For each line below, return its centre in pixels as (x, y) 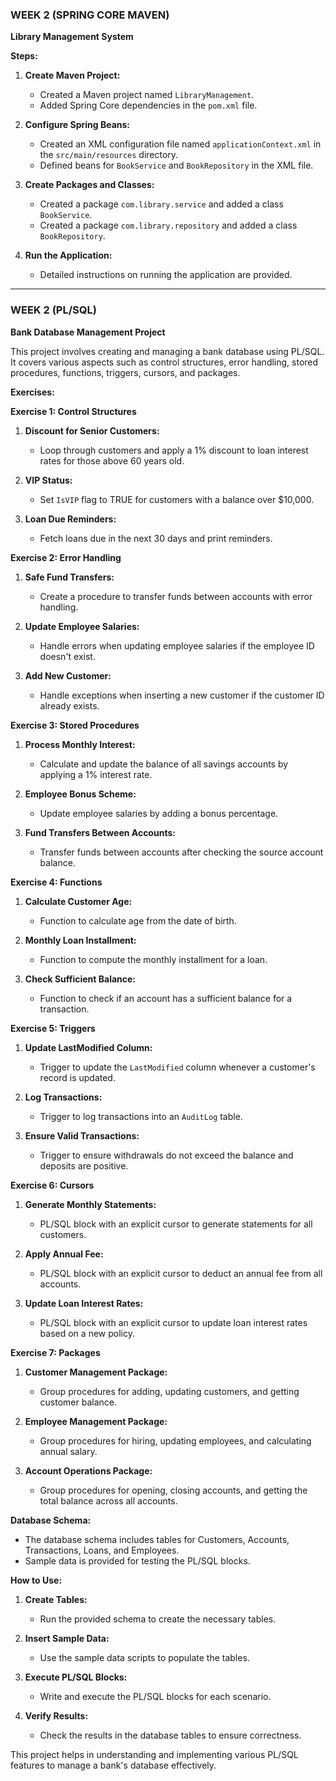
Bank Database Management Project (88, 332)
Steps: (24, 56)
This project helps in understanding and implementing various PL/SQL (154, 1754)
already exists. (69, 705)
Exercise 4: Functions (56, 882)
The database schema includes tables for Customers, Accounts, (157, 1539)
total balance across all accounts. (108, 1500)
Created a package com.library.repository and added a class (168, 225)
